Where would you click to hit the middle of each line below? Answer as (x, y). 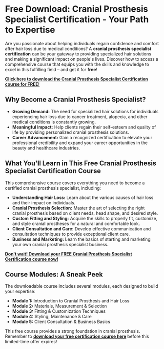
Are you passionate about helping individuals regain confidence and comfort (82, 43)
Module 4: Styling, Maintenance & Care (52, 317)
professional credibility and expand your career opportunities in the (80, 143)
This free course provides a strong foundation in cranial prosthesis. (72, 331)
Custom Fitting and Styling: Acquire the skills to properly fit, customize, (85, 218)
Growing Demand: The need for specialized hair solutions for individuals (85, 111)
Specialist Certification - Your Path (77, 19)
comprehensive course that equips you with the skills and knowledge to (77, 64)
